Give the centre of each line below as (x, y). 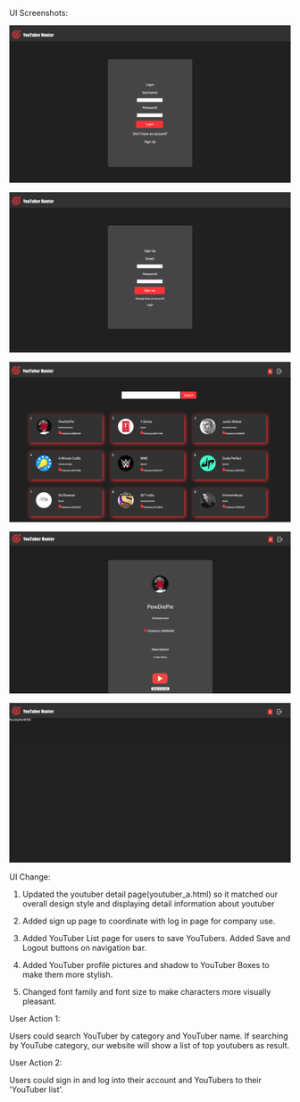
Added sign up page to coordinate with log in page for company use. (149, 921)
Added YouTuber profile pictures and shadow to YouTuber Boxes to (146, 964)
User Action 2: (36, 1063)
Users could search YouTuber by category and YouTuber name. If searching (149, 1036)
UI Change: (30, 877)
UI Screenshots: (39, 13)
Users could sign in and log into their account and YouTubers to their (135, 1080)
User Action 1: (35, 1018)
